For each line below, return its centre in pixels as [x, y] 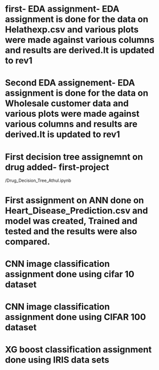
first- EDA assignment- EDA [62, 9]
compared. [27, 241]
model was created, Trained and [71, 221]
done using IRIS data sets [57, 360]
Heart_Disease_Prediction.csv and [77, 211]
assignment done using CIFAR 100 [76, 317]
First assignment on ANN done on [75, 200]
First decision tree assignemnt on [74, 157]
